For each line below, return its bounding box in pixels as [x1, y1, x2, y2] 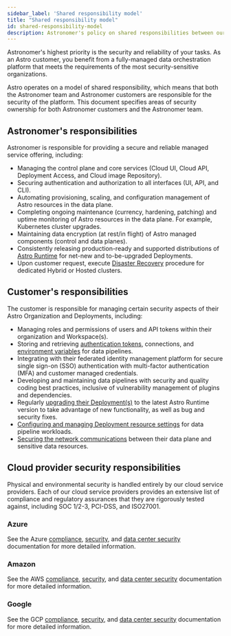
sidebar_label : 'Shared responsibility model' [7, 10, 143, 17]
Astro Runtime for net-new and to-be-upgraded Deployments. [16, 252, 193, 260]
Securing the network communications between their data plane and [16, 435, 212, 443]
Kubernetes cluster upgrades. [16, 223, 102, 231]
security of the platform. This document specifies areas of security [7, 98, 197, 107]
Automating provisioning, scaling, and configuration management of [16, 193, 210, 201]
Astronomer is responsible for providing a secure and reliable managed [7, 144, 208, 152]
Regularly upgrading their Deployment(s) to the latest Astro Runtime [16, 398, 210, 406]
